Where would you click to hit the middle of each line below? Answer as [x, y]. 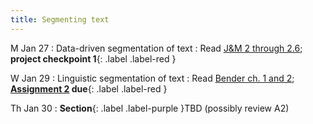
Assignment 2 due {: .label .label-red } [89, 88]
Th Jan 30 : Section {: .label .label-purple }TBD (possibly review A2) [150, 108]
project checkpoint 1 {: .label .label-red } [93, 58]
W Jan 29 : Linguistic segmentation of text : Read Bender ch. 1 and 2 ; [152, 78]
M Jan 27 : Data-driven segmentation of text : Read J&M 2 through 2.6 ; [156, 48]
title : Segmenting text [60, 19]
